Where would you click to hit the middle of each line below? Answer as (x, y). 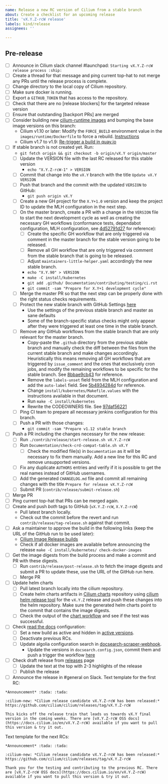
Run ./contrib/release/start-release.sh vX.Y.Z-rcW (75, 440)
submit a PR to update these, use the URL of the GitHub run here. (87, 572)
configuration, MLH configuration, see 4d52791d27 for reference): (88, 228)
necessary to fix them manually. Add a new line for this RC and (92, 457)
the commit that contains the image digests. (65, 611)
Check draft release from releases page (53, 660)
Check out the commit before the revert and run (69, 517)
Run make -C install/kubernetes (61, 401)
